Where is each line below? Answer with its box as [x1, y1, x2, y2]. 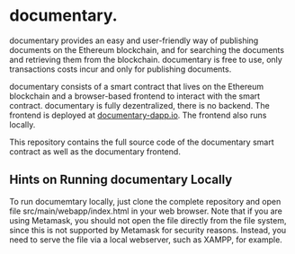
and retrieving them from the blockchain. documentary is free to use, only [9, 54, 283, 65]
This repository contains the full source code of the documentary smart [9, 136, 274, 147]
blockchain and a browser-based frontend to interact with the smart [9, 91, 261, 101]
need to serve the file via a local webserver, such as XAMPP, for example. [9, 234, 283, 245]
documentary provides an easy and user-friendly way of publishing [9, 35, 259, 46]
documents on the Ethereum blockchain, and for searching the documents [9, 44, 285, 55]
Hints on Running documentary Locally [9, 172, 233, 188]
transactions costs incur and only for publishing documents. [9, 64, 232, 74]
